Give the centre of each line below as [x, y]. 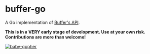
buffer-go [25, 9]
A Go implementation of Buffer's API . [42, 22]
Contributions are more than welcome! [46, 37]
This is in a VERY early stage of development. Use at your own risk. [75, 32]
